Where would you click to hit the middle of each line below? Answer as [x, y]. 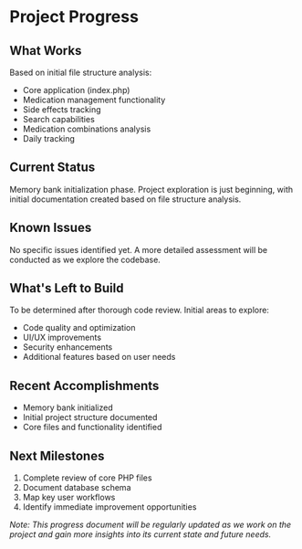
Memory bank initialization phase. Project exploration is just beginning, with [151, 189]
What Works [46, 51]
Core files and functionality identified [92, 428]
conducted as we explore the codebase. [85, 259]
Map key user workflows [69, 497]
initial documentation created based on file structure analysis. [125, 199]
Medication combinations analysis [87, 129]
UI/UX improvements [62, 338]
